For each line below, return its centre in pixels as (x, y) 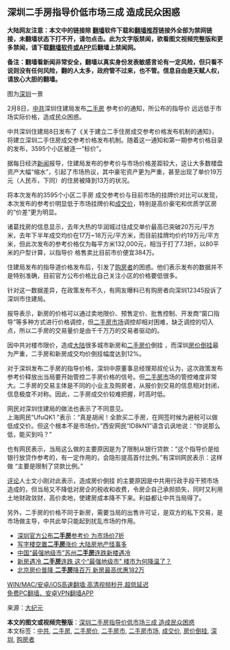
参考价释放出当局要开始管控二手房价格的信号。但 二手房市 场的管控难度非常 (112, 377)
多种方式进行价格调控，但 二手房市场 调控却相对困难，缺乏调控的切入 (118, 322)
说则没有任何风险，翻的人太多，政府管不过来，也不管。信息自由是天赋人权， (115, 70)
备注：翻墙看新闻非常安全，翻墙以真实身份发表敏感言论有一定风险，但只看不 (115, 62)
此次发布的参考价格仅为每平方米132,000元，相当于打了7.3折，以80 (119, 244)
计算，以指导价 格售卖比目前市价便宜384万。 (94, 252)
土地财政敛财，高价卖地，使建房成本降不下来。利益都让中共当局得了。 (106, 498)
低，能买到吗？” (30, 434)
